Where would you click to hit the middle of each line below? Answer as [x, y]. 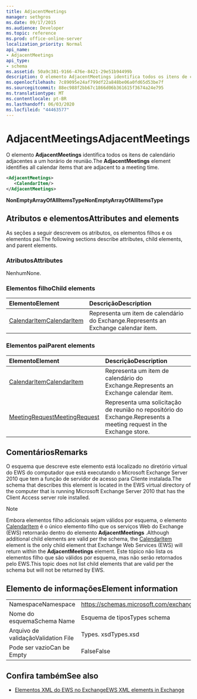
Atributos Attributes [35, 260]
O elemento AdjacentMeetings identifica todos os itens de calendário [91, 155]
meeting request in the [136, 424]
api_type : [18, 60]
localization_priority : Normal [44, 45]
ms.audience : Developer [35, 28]
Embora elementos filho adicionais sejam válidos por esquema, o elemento [96, 520]
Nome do [22, 614]
